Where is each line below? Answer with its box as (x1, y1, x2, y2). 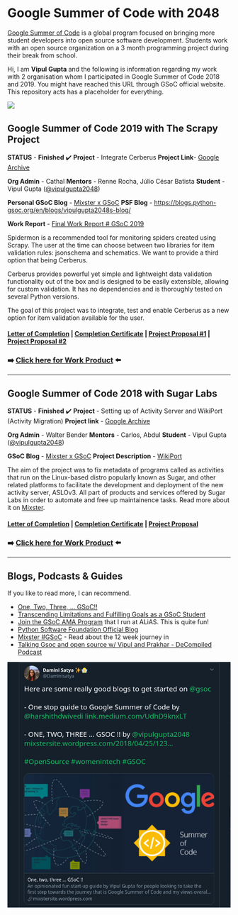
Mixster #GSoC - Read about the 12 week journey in (17, 633, 169, 641)
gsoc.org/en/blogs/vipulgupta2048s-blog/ (7, 206, 131, 214)
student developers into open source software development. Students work (7, 35, 228, 44)
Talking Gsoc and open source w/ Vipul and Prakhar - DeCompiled (17, 640, 212, 649)
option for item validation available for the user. (7, 314, 145, 322)
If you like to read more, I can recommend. (7, 589, 131, 597)
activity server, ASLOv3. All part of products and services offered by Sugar (7, 488, 226, 497)
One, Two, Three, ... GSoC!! (17, 603, 98, 611)
